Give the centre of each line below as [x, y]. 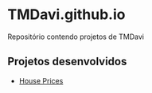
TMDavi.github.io [66, 15]
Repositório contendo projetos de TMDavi [76, 37]
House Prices [41, 80]
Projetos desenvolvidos [67, 62]
